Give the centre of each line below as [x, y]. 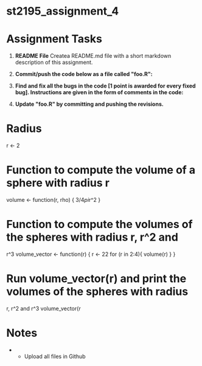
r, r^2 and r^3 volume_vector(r [44, 308]
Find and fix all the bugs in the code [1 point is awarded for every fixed [105, 86]
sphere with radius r [58, 183]
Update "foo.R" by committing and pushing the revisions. [89, 104]
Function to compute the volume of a [101, 170]
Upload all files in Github [55, 356]
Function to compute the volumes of [99, 225]
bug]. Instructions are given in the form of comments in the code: [99, 92]
